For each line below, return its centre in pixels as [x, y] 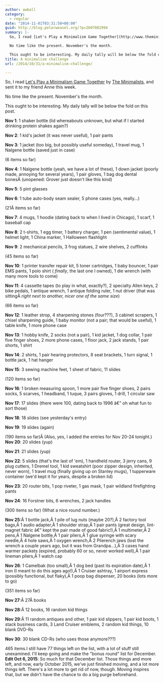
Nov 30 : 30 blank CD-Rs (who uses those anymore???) [61, 639]
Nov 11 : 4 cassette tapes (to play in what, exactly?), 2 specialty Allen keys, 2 [82, 286]
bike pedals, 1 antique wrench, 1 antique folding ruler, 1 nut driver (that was [80, 291]
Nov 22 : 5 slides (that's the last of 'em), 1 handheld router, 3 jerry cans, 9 [79, 461]
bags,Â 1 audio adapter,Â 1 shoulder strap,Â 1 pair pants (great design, [76, 525]
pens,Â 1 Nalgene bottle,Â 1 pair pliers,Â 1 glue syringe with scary [71, 535]
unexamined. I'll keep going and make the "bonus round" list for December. [81, 654]
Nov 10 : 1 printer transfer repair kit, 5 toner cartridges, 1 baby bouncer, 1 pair [82, 266]
